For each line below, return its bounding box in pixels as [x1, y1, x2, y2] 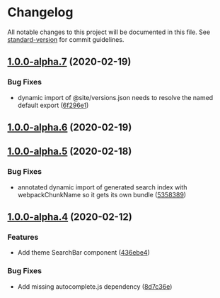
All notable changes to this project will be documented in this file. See [7, 28, 211, 36]
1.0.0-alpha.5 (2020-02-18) [7, 145, 132, 158]
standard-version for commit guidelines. [7, 35, 125, 43]
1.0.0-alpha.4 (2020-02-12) [7, 211, 132, 223]
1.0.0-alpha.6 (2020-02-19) [7, 121, 132, 133]
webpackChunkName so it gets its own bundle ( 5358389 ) [17, 190, 186, 199]
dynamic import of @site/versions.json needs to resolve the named [17, 93, 214, 101]
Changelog [7, 4, 74, 21]
